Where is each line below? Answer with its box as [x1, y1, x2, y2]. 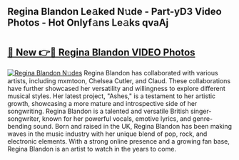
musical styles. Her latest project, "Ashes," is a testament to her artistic [7, 92, 216, 100]
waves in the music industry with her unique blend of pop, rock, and [7, 129, 208, 138]
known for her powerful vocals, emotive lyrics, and [41, 114, 191, 123]
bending [7, 122, 32, 130]
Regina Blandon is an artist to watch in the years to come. [7, 145, 177, 153]
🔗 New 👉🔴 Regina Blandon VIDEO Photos [7, 46, 195, 58]
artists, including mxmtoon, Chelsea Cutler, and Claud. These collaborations [7, 77, 230, 85]
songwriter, [7, 114, 41, 123]
